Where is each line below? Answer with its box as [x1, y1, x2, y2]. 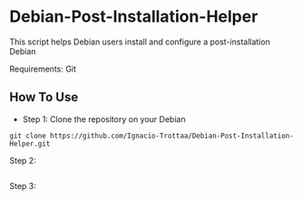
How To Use [9, 90, 79, 105]
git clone [9, 131, 47, 140]
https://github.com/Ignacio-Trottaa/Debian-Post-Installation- [49, 131, 295, 140]
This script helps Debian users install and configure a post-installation [9, 36, 270, 47]
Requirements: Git [9, 63, 77, 74]
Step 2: [9, 155, 36, 166]
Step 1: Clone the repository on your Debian [22, 113, 186, 124]
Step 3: [9, 180, 36, 191]
